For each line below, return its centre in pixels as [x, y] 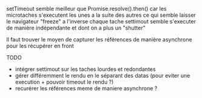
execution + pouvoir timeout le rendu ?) [64, 82]
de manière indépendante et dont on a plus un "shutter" [76, 28]
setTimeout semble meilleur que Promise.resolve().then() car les [86, 9]
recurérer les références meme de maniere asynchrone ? [86, 88]
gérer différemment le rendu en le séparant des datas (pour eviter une [103, 75]
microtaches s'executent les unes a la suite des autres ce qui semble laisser [101, 15]
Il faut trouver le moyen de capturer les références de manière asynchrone [99, 39]
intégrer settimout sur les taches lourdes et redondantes [85, 69]
